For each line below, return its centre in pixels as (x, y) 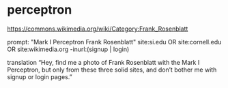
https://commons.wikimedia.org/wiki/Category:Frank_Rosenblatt (98, 29)
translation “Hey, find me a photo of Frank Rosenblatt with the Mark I (103, 62)
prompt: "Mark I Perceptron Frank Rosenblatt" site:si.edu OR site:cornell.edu (114, 42)
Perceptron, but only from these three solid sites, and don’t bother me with (112, 70)
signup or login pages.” (40, 76)
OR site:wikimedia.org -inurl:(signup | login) (68, 49)
